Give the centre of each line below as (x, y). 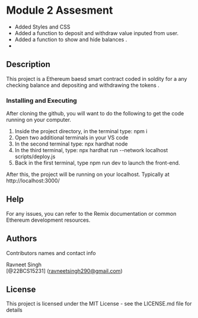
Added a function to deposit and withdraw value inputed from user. (97, 33)
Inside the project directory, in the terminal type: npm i (81, 131)
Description (28, 64)
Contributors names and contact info (51, 253)
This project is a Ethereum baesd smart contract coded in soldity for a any (97, 78)
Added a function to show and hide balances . (71, 39)
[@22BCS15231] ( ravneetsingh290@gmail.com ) (64, 270)
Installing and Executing (41, 100)
